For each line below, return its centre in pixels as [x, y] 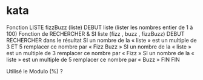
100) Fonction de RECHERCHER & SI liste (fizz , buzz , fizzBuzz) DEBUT [95, 33]
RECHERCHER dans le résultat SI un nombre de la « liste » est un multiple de [101, 40]
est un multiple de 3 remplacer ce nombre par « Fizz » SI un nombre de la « [101, 53]
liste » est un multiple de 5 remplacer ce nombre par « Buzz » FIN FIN [93, 59]
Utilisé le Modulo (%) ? [35, 71]
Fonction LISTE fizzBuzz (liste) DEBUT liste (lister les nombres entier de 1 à [100, 27]
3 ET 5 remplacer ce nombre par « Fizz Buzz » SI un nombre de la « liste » [99, 47]
